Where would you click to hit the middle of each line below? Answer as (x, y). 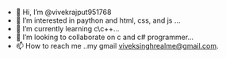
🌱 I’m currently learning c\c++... (67, 29)
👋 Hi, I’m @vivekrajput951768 (63, 12)
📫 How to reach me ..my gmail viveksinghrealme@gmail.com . (117, 46)
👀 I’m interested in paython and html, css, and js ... (98, 20)
